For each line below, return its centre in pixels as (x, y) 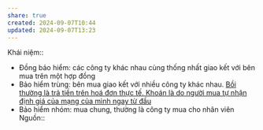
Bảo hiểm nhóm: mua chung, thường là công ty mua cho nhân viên (126, 110)
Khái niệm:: (26, 53)
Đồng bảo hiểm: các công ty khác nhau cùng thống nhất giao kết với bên (137, 68)
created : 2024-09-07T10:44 (52, 23)
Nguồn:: (31, 118)
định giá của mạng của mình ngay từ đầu (85, 101)
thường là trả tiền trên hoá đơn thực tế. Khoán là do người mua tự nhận (133, 93)
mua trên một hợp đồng (57, 76)
